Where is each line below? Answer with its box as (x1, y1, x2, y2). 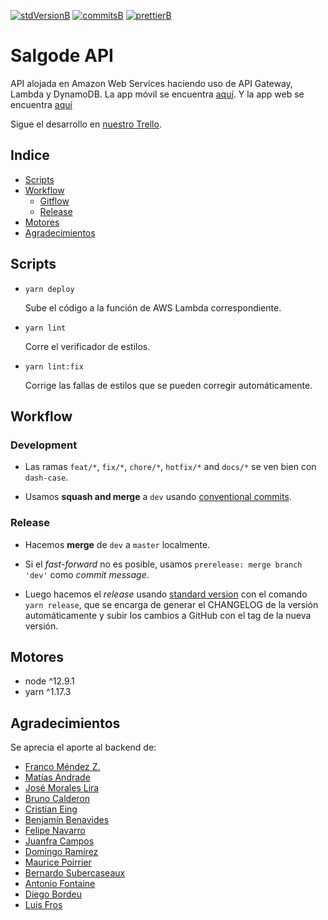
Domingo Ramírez (24, 846, 99, 858)
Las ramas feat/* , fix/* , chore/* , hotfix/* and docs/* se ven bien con (24, 461, 317, 473)
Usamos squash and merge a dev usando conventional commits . (24, 491, 292, 503)
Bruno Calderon (24, 793, 91, 805)
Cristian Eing (24, 803, 78, 815)
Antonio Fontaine (24, 878, 96, 890)
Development (10, 438, 78, 452)
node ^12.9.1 (24, 675, 75, 687)
